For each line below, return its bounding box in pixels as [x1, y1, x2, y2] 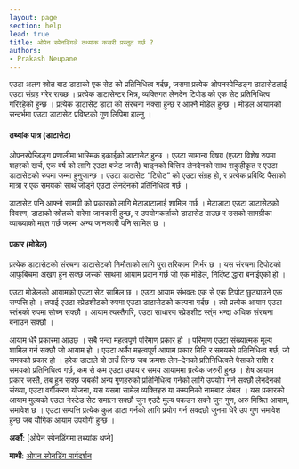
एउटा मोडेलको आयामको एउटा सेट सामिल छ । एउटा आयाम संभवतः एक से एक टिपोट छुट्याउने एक [9, 287, 283, 298]
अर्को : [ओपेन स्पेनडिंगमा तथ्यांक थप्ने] [9, 433, 114, 443]
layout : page [9, 12, 58, 22]
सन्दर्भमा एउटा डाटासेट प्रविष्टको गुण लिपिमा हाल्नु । [9, 109, 152, 119]
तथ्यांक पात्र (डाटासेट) [9, 130, 71, 141]
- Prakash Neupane [9, 54, 77, 63]
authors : [9, 46, 42, 55]
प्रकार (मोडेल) [9, 239, 48, 249]
